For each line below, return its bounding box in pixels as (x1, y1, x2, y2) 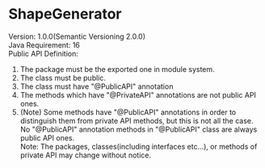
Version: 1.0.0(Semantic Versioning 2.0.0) (8, 31, 146, 41)
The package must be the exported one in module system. (19, 64, 216, 73)
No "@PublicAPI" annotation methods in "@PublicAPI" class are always (19, 124, 258, 134)
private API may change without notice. (19, 150, 152, 160)
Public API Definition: (8, 48, 78, 58)
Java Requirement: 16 (8, 40, 81, 49)
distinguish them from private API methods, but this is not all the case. (19, 115, 254, 125)
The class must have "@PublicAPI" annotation (19, 82, 174, 91)
